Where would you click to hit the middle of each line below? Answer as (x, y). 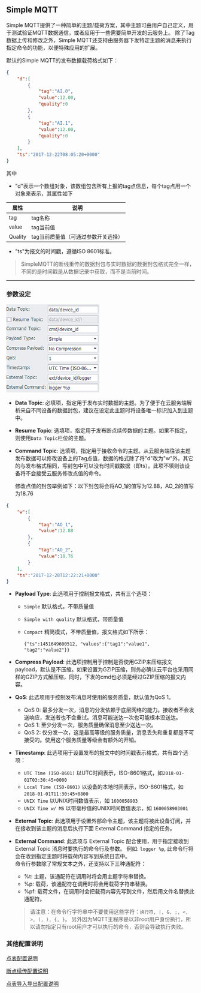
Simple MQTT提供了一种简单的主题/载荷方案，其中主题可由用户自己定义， (97, 25)
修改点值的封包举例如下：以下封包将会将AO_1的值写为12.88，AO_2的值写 (104, 486)
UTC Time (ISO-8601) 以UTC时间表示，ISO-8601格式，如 (93, 773)
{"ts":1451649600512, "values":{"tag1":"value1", (87, 644)
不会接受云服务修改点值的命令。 (65, 473)
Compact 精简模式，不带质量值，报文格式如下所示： (86, 632)
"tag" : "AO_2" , (56, 550)
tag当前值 (43, 227)
